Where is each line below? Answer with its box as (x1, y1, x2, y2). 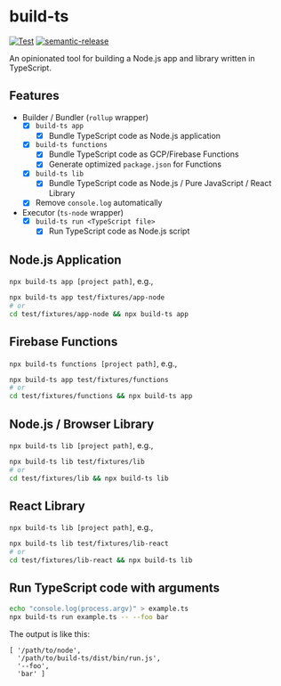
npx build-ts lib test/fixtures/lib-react (9, 539, 169, 549)
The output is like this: (9, 628, 91, 639)
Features (9, 88, 60, 103)
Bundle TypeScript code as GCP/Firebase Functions (48, 149, 239, 159)
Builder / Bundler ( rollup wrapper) (21, 111, 149, 122)
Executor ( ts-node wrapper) (21, 208, 124, 218)
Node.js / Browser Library (9, 416, 155, 431)
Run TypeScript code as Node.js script (48, 225, 190, 237)
